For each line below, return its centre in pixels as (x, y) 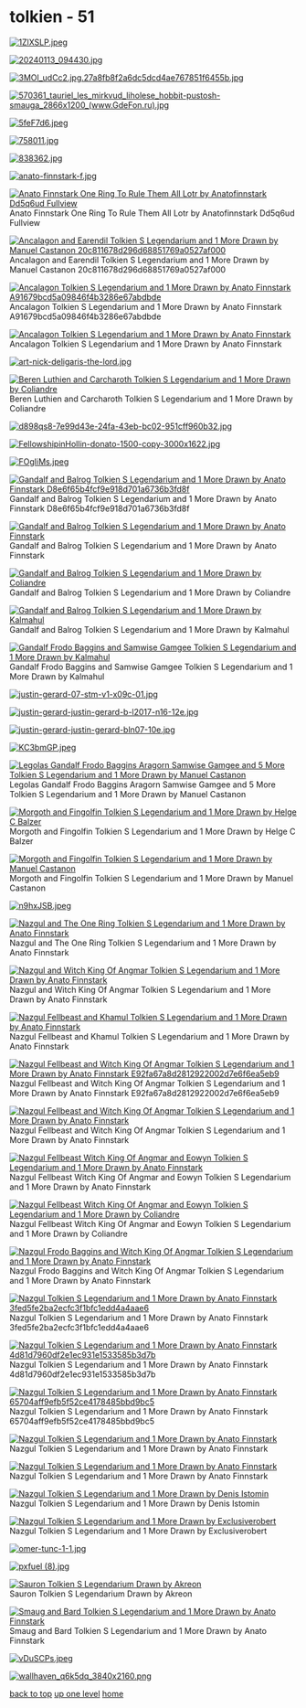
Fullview (25, 222)
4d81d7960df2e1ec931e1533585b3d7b (83, 1374)
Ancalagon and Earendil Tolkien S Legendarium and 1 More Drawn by (139, 260)
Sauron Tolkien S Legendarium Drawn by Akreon (101, 1594)
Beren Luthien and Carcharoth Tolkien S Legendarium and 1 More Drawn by (152, 399)
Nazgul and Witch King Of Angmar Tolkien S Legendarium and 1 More (140, 989)
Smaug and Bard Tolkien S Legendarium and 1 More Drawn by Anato (138, 1630)
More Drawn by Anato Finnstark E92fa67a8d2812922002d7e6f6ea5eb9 (145, 1093)
